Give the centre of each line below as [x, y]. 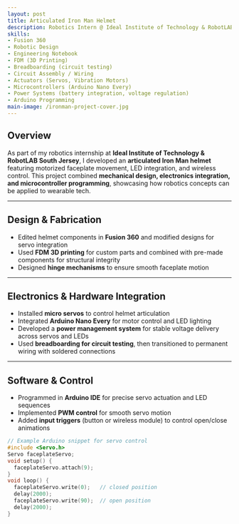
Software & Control [51, 380]
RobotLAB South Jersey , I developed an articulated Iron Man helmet [109, 160]
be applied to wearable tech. [49, 190]
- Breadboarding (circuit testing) [60, 67]
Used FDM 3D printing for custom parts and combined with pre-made [120, 252]
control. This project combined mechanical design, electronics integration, [119, 175]
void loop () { [28, 481]
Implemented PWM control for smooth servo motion [94, 413]
